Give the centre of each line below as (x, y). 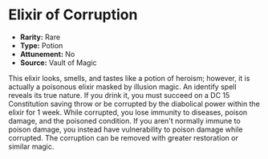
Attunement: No (47, 54)
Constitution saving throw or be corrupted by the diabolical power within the (134, 104)
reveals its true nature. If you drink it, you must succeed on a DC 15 (119, 95)
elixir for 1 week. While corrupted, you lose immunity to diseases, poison (128, 112)
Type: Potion (41, 45)
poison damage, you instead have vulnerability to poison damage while (126, 129)
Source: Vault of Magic (59, 63)
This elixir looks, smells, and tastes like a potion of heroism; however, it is (129, 78)
